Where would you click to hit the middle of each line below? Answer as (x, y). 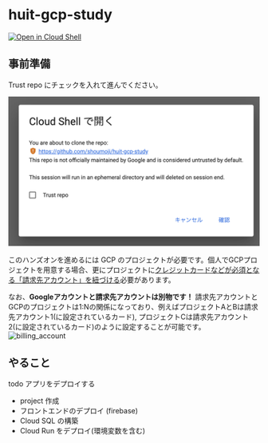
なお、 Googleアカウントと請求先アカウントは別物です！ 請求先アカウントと (133, 297)
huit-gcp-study (61, 15)
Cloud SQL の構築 (49, 421)
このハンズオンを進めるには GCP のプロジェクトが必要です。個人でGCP (126, 260)
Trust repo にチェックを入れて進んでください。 (85, 85)
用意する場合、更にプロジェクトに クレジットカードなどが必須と (148, 270)
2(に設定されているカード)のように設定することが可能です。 (107, 327)
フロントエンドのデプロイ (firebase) (79, 410)
